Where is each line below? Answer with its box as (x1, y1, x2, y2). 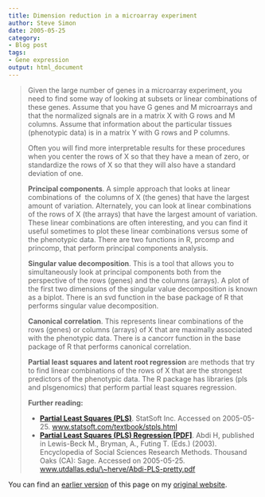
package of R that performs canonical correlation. (27, 342, 192, 351)
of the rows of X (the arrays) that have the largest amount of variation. (27, 209, 258, 219)
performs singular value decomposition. (27, 300, 159, 311)
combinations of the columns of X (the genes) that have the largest (27, 192, 250, 202)
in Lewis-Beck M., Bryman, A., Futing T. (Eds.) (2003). (39, 439, 217, 448)
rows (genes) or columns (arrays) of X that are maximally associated (27, 324, 253, 335)
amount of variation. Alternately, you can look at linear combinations (27, 201, 252, 210)
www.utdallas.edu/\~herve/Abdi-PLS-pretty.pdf (39, 464, 196, 474)
